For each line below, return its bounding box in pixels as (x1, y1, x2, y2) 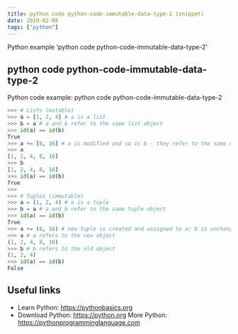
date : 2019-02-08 (7, 17, 59, 24)
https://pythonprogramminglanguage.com (17, 318, 140, 326)
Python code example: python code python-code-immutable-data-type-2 (7, 93, 222, 102)
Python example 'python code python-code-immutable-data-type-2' (7, 43, 208, 52)
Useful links (7, 284, 62, 296)
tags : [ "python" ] (7, 23, 59, 30)
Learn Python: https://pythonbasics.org (17, 303, 133, 311)
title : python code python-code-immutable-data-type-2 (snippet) (7, 10, 204, 18)
